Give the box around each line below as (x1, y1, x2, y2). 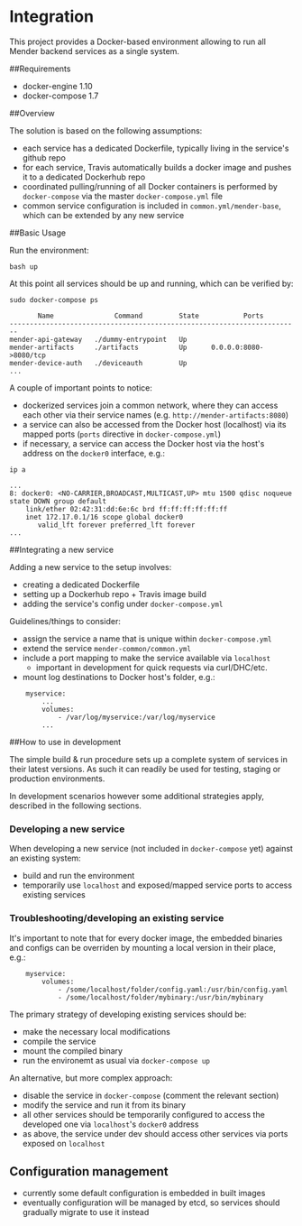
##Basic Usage (9, 227, 66, 238)
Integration (9, 6, 95, 27)
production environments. (9, 773, 105, 784)
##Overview (9, 107, 56, 118)
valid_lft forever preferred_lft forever (37, 521, 196, 530)
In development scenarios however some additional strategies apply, (9, 790, 264, 801)
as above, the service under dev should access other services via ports (22, 1128, 288, 1138)
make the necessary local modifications (22, 1026, 171, 1037)
